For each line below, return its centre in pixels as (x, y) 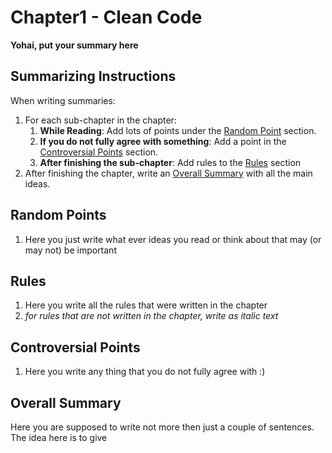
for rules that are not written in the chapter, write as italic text (151, 316)
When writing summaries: (63, 100)
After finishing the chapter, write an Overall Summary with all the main (168, 173)
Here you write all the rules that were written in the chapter (146, 305)
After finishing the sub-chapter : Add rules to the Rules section (170, 162)
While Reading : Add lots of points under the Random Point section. (178, 130)
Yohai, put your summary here (74, 45)
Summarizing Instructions (93, 76)
